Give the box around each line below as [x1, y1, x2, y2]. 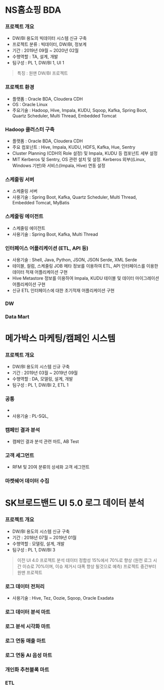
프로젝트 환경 [5, 84, 34, 91]
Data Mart [5, 313, 29, 320]
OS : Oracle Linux [12, 101, 48, 107]
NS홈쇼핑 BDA [5, 4, 61, 16]
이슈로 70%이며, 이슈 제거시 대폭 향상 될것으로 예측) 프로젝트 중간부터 [22, 563, 157, 569]
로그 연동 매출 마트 [5, 637, 46, 644]
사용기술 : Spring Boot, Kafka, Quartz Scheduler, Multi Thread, [12, 194, 137, 200]
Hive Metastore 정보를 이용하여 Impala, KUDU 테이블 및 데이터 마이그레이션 [12, 275, 160, 281]
